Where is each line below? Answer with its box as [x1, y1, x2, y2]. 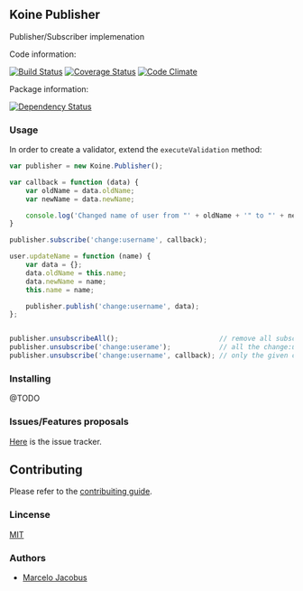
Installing [9, 372, 51, 384]
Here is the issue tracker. [9, 436, 102, 447]
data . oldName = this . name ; [25, 268, 127, 278]
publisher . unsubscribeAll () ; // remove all [9, 334, 272, 344]
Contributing [9, 462, 83, 477]
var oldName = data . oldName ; [25, 186, 135, 195]
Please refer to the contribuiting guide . [9, 486, 153, 497]
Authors [9, 551, 47, 564]
